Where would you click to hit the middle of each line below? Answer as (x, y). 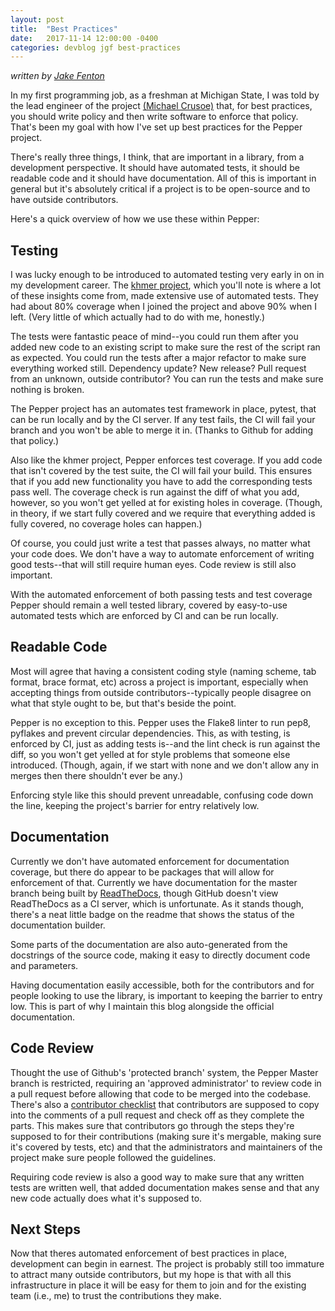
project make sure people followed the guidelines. (113, 1157)
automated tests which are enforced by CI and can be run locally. (144, 616)
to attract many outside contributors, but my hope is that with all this (151, 1275)
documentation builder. (58, 925)
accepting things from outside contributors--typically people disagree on (161, 692)
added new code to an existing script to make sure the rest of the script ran (165, 347)
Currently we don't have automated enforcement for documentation (150, 861)
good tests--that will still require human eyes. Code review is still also (153, 565)
